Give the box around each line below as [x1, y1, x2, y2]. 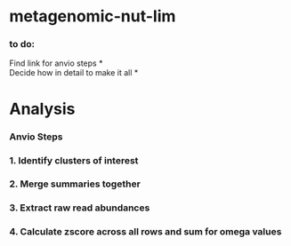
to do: [9, 38, 36, 51]
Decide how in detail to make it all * [9, 67, 139, 78]
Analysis [9, 99, 76, 119]
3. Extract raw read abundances [9, 202, 150, 214]
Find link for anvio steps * [9, 58, 103, 68]
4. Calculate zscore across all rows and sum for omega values [9, 226, 282, 238]
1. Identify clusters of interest [9, 154, 139, 166]
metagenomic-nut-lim [9, 6, 176, 27]
